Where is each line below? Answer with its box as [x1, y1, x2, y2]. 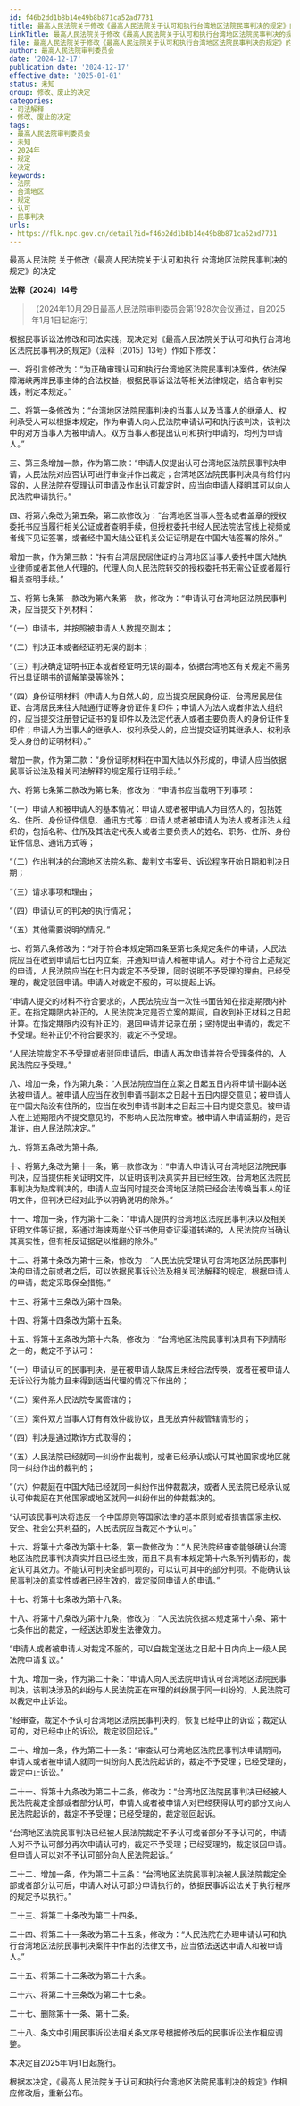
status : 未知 [9, 79, 55, 88]
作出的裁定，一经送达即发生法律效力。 [24, 1625, 166, 1635]
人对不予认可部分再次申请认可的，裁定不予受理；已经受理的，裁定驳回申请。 [9, 1839, 291, 1850]
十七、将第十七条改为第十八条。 [9, 1594, 127, 1605]
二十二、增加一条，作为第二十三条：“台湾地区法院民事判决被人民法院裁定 [9, 1868, 279, 1880]
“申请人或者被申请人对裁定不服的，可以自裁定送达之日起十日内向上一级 [9, 1643, 271, 1654]
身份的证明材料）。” [24, 736, 92, 747]
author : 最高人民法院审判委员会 [9, 46, 115, 55]
